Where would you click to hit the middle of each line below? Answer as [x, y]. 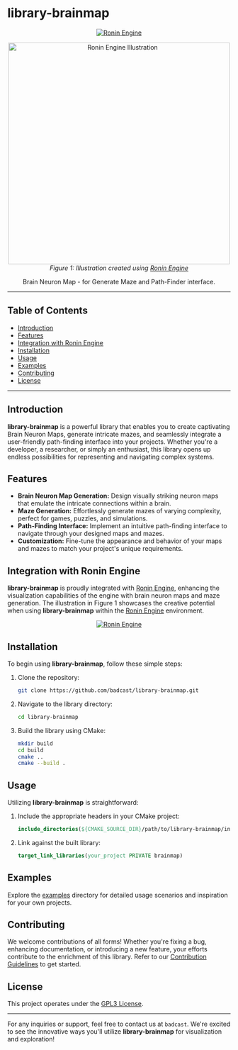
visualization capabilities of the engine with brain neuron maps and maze [114, 596]
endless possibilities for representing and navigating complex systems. [111, 457]
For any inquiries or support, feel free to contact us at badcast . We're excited [119, 1024]
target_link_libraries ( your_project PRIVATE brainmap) [100, 856]
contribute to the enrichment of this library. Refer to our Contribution [107, 957]
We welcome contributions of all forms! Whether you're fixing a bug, [107, 942]
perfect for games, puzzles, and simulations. [83, 518]
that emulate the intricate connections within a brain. [94, 503]
